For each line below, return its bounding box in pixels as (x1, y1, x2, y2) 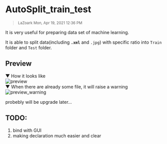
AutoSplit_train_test (5, 4, 91, 15)
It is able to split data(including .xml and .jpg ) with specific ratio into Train (5, 39, 162, 45)
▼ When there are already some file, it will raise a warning (5, 83, 128, 90)
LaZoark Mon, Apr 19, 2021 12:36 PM (17, 20, 83, 25)
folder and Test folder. (5, 44, 52, 50)
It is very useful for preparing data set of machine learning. (5, 29, 129, 35)
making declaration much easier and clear (12, 132, 102, 138)
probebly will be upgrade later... (5, 99, 73, 105)
